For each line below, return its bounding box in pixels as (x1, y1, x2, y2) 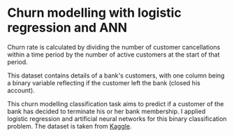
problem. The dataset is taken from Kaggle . (7, 122, 132, 130)
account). (7, 86, 35, 94)
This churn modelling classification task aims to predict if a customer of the (7, 99, 224, 108)
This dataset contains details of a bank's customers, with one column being (7, 71, 225, 80)
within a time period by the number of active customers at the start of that (7, 50, 220, 59)
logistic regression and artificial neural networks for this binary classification (7, 114, 227, 123)
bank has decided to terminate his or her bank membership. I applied (7, 107, 206, 115)
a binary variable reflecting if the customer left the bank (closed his (7, 78, 200, 87)
